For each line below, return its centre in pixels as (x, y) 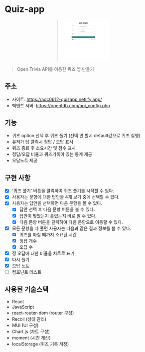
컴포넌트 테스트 (27, 272)
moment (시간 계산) (31, 338)
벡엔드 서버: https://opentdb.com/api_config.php (61, 105)
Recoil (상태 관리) (29, 319)
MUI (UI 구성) (25, 325)
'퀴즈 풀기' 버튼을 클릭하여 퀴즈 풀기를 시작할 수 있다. (63, 191)
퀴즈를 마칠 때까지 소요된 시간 (48, 234)
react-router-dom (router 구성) (43, 313)
